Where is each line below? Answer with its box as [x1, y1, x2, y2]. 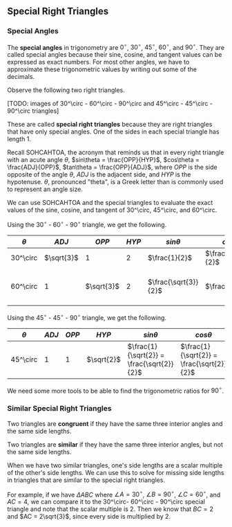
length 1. [7, 135, 31, 143]
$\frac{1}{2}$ [147, 253, 192, 262]
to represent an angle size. [7, 185, 83, 193]
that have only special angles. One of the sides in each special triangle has [7, 127, 220, 136]
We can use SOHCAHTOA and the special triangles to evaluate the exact [7, 199, 213, 207]
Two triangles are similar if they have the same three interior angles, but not [7, 440, 223, 449]
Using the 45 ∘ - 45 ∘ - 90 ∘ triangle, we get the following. [7, 312, 167, 321]
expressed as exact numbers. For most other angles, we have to [7, 58, 190, 66]
